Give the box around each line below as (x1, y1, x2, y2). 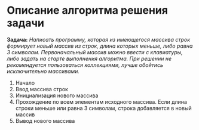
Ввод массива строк (15, 85, 68, 92)
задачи (7, 16, 44, 30)
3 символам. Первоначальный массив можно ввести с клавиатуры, (7, 48, 183, 55)
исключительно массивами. (7, 67, 80, 75)
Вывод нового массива (15, 117, 75, 124)
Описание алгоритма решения (7, 4, 168, 17)
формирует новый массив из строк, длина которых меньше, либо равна (7, 42, 193, 49)
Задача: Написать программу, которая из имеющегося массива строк (7, 36, 191, 43)
